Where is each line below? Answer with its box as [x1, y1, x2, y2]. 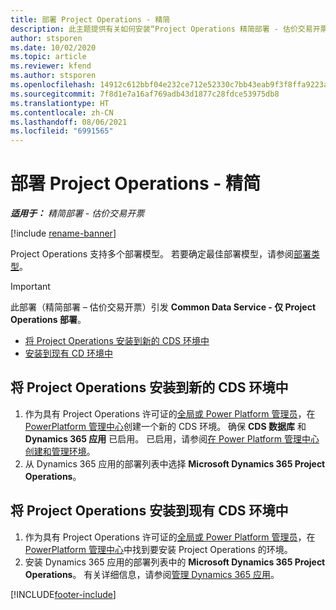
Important [10, 281, 51, 293]
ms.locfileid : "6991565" [10, 126, 114, 136]
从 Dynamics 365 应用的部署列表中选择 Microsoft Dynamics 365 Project [24, 457, 326, 470]
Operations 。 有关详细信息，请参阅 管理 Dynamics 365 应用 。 [24, 568, 280, 580]
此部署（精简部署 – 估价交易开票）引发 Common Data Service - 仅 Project [10, 301, 317, 313]
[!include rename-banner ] [10, 227, 117, 240]
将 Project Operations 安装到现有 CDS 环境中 [10, 502, 289, 520]
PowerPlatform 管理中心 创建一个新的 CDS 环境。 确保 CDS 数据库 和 [24, 420, 307, 432]
